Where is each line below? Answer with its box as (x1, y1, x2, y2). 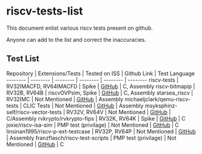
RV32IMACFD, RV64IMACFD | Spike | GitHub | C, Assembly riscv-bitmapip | (6, 82, 195, 90)
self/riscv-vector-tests (6, 108, 62, 116)
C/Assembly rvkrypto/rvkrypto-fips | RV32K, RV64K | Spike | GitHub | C (6, 115, 186, 122)
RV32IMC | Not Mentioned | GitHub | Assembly (6, 95, 124, 102)
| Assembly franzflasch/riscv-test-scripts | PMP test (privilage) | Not (6, 134, 177, 141)
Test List (6, 53, 39, 64)
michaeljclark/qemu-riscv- (124, 95, 191, 102)
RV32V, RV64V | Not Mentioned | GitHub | (66, 108, 171, 116)
